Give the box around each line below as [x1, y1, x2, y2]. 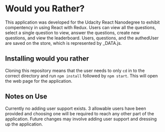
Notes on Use [5, 92, 48, 101]
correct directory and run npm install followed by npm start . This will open [5, 72, 158, 79]
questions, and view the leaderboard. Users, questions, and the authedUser [5, 35, 159, 41]
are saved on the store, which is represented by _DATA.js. [5, 40, 122, 46]
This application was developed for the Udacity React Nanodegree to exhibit [5, 19, 160, 25]
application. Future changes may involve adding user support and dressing [5, 116, 157, 122]
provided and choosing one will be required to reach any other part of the [5, 110, 154, 116]
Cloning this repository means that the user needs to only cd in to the [5, 67, 145, 73]
